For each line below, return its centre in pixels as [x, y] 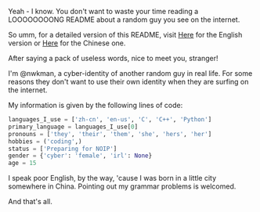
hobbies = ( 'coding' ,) [45, 141]
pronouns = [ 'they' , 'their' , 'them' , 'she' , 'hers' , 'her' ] [110, 134]
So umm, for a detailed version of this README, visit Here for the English [125, 35]
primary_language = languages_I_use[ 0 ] [73, 127]
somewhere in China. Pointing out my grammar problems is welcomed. [122, 186]
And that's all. [30, 202]
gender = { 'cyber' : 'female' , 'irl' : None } [80, 156]
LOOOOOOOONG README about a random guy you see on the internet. [124, 20]
